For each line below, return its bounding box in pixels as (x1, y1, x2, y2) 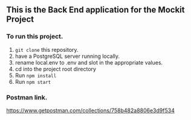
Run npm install (15, 72, 57, 79)
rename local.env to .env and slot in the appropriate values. (15, 58, 163, 66)
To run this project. (6, 33, 63, 41)
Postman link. (6, 93, 48, 101)
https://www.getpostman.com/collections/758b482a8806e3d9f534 (6, 107, 175, 114)
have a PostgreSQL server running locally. (15, 52, 120, 60)
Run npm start (15, 78, 51, 85)
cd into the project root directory (15, 65, 97, 72)
